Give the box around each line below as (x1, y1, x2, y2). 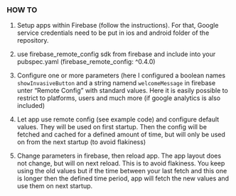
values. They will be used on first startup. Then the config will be (16, 123, 208, 131)
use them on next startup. (16, 182, 93, 190)
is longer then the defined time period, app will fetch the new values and (16, 174, 229, 183)
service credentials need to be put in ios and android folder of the (16, 28, 210, 37)
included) (16, 102, 45, 110)
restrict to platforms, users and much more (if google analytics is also (16, 94, 221, 102)
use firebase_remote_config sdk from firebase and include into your (16, 50, 216, 58)
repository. (16, 36, 49, 45)
